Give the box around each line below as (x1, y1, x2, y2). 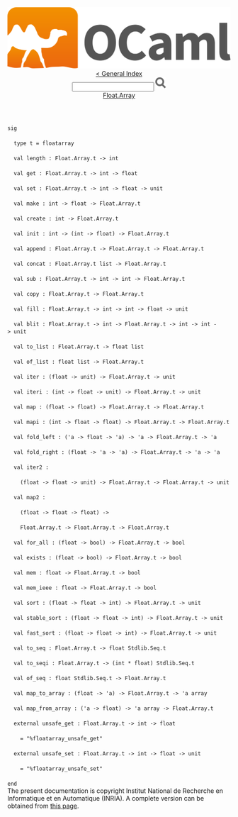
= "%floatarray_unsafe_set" (20, 765, 103, 772)
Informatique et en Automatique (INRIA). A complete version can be (7, 794, 204, 803)
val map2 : (13, 494, 46, 501)
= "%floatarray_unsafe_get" (20, 735, 103, 743)
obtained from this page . (7, 801, 79, 811)
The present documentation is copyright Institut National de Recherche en (7, 787, 223, 795)
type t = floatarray (13, 140, 74, 148)
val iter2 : (13, 464, 50, 471)
